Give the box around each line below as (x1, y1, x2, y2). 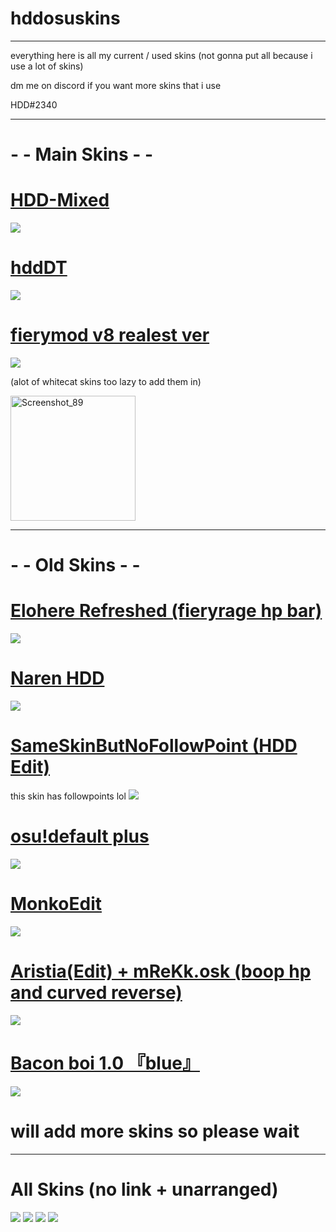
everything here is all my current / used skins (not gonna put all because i (10, 49, 313, 61)
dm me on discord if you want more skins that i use (10, 79, 222, 91)
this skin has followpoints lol (10, 790, 127, 802)
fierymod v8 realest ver (10, 324, 210, 347)
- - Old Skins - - (10, 554, 141, 577)
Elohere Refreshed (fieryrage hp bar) (10, 600, 323, 622)
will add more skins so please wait (10, 1120, 300, 1142)
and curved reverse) (10, 982, 183, 1004)
